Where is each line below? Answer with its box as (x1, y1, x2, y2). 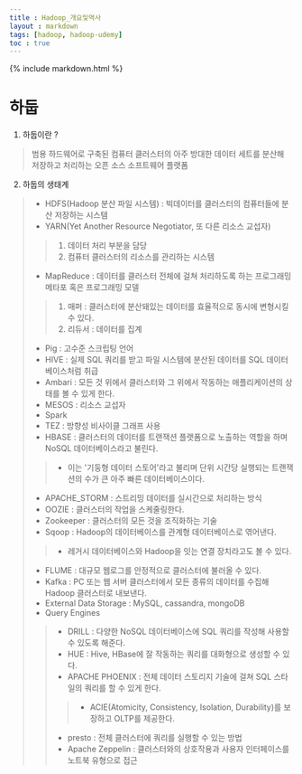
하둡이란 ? (22, 129, 59, 140)
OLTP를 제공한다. (114, 713, 176, 724)
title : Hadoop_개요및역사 (9, 13, 102, 23)
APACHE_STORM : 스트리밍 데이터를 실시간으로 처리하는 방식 (44, 493, 263, 504)
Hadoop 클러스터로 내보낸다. (44, 588, 147, 599)
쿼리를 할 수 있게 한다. (84, 683, 161, 694)
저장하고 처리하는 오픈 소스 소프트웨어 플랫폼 (31, 160, 189, 171)
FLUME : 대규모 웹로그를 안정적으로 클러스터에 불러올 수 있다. (44, 565, 262, 576)
